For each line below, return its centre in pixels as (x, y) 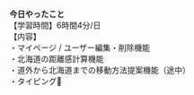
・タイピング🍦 (36, 81)
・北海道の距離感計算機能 (57, 59)
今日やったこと (37, 14)
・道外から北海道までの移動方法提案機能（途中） (100, 70)
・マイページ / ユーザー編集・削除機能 (80, 47)
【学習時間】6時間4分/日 (55, 25)
